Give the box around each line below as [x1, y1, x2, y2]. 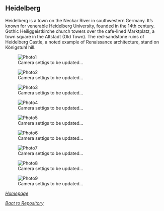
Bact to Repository [5, 200, 44, 206]
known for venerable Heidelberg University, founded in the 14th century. [5, 23, 155, 29]
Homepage [5, 190, 29, 196]
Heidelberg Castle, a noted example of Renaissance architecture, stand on [5, 39, 159, 45]
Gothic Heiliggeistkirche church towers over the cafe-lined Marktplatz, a [5, 28, 155, 34]
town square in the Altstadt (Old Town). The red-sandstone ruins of [5, 33, 144, 39]
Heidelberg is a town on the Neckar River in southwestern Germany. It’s [5, 17, 153, 23]
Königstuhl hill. [5, 44, 36, 50]
